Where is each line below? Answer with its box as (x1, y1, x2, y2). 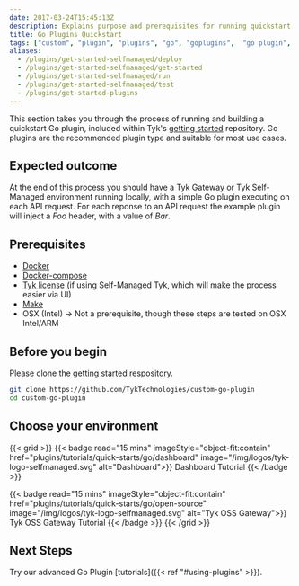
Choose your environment (9, 419, 159, 434)
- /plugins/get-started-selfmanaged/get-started (17, 64, 203, 73)
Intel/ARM (22, 318, 59, 329)
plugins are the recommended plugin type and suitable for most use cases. (9, 132, 287, 143)
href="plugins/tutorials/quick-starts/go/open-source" (9, 498, 207, 509)
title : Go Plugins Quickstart (9, 30, 123, 39)
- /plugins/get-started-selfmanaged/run (17, 72, 171, 81)
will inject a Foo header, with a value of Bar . (9, 210, 171, 221)
